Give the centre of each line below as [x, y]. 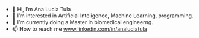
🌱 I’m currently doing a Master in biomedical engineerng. [83, 22]
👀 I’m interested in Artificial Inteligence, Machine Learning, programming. [103, 16]
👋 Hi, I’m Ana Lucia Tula [41, 9]
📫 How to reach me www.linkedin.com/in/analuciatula [79, 29]
